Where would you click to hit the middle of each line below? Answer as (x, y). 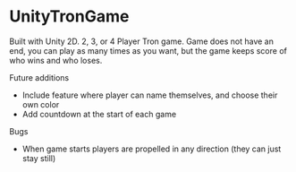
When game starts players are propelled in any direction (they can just (152, 149)
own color (41, 104)
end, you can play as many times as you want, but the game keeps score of (148, 50)
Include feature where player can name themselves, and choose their (150, 95)
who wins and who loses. (56, 60)
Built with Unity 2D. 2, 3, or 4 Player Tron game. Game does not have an (142, 41)
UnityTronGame (69, 17)
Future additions (39, 77)
